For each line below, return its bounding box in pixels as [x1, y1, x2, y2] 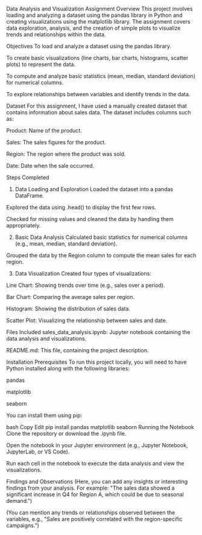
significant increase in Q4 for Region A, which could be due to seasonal [6, 491, 184, 498]
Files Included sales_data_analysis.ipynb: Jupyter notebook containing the [6, 329, 191, 335]
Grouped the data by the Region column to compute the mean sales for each [6, 252, 197, 259]
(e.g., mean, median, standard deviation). [14, 240, 118, 247]
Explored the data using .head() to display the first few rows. [6, 204, 157, 211]
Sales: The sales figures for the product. [6, 139, 107, 146]
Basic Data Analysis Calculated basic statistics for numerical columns [14, 234, 188, 241]
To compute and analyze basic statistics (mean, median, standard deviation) [6, 73, 196, 79]
